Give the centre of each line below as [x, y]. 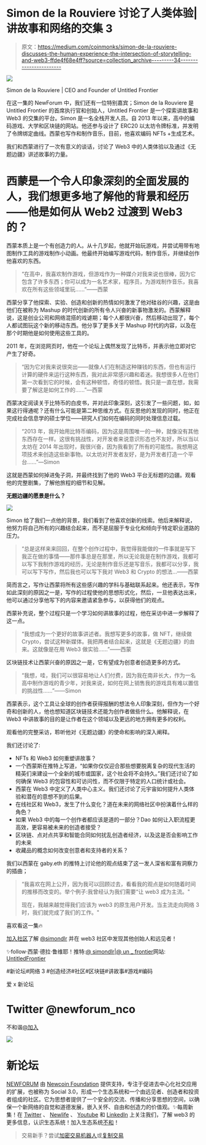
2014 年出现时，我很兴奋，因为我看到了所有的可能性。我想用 [116, 446]
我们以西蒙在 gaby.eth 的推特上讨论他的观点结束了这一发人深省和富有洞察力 [102, 863]
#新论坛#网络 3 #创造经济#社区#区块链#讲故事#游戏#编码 [80, 971]
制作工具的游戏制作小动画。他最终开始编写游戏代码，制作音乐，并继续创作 [105, 253]
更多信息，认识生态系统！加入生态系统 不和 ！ [63, 1122]
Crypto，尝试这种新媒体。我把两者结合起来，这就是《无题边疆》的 [105, 641]
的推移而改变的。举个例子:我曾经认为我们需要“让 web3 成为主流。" [105, 891]
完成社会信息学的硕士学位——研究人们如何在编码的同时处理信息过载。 [95, 418]
